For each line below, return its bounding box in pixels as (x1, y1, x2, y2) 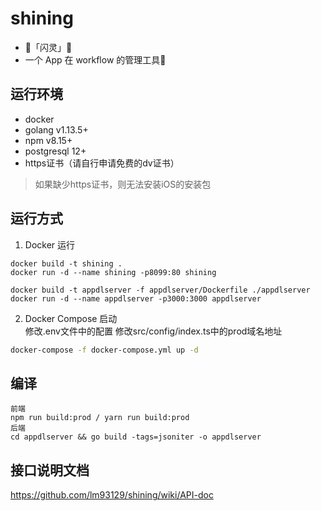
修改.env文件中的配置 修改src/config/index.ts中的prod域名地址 (24, 325, 283, 337)
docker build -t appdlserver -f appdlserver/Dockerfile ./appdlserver (10, 285, 311, 295)
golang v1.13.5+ (24, 123, 89, 136)
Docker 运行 (24, 238, 76, 251)
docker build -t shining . (10, 258, 123, 269)
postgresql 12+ (24, 145, 87, 157)
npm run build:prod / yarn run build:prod (10, 413, 190, 423)
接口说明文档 (10, 462, 90, 479)
